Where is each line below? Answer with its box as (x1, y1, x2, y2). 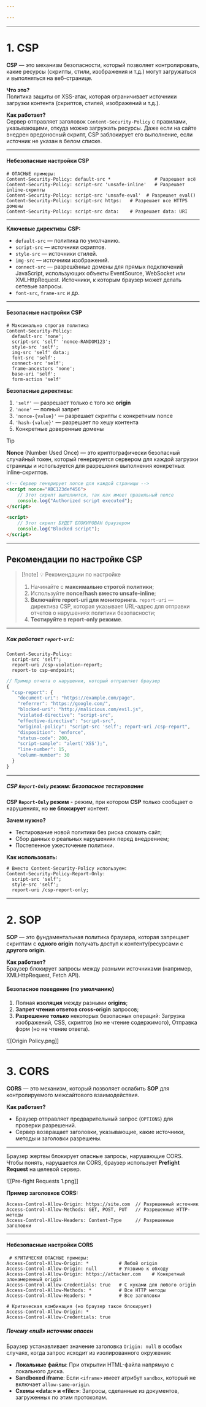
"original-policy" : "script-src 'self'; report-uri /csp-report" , (17, 723, 191, 730)
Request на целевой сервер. (6, 1165, 82, 1173)
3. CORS (6, 1065, 50, 1079)
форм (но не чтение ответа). (15, 1025, 90, 1033)
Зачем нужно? (6, 816, 46, 824)
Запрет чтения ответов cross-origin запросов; (15, 1006, 139, 1013)
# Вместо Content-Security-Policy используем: (6, 865, 128, 872)
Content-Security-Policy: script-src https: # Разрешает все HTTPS (6, 197, 188, 203)
